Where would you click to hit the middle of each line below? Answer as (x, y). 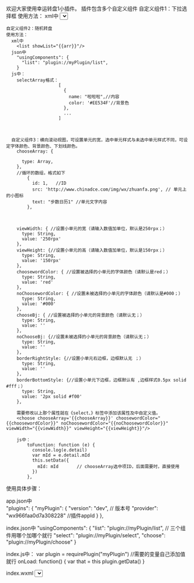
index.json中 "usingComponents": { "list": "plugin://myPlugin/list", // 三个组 (96, 528)
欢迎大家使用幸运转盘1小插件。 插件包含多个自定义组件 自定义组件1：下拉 (94, 9)
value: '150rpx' (41, 260)
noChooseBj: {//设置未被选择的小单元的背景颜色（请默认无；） (84, 337)
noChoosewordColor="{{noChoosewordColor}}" (115, 423)
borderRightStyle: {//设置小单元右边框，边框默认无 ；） (80, 358)
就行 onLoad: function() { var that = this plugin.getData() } (75, 561)
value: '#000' (39, 304)
